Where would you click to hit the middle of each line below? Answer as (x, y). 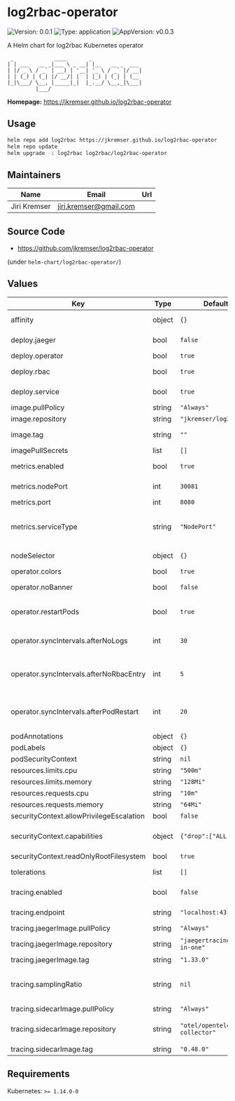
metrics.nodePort (39, 486)
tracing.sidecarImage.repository (64, 1029)
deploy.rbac (30, 371)
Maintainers (34, 175)
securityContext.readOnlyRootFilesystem (78, 856)
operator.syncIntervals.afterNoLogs (69, 640)
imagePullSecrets (40, 450)
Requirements (38, 1074)
